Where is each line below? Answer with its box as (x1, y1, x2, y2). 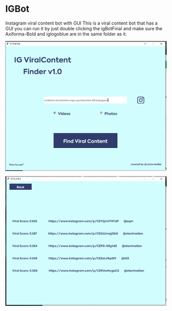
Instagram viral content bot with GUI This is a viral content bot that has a (5, 20, 158, 26)
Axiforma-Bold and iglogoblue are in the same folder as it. (5, 31, 127, 37)
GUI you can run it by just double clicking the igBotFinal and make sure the (5, 25, 163, 31)
